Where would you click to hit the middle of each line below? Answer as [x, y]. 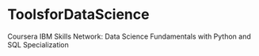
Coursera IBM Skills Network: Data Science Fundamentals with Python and [129, 36]
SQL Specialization [38, 44]
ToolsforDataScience [78, 15]
